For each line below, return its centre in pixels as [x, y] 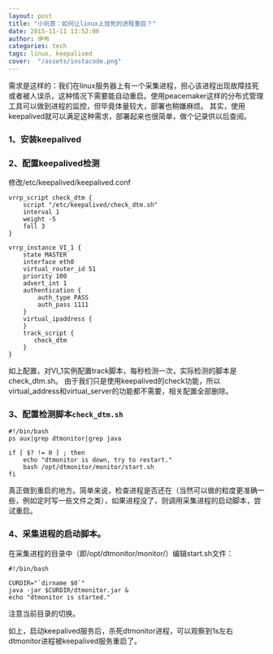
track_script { [49, 334]
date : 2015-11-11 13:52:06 [54, 31]
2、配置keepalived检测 [54, 163]
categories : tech [38, 46]
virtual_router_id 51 [59, 270]
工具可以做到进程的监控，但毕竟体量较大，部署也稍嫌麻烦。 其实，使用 [127, 106]
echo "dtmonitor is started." [60, 597]
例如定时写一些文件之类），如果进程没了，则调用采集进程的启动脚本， [138, 501]
